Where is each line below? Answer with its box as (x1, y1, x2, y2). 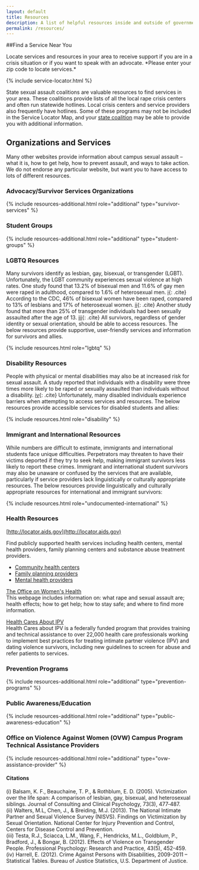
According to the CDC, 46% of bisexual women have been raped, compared (6, 295, 192, 302)
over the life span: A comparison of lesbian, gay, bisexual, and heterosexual (6, 794, 191, 801)
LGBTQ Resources (6, 256, 59, 264)
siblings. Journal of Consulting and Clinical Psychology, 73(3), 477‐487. (6, 800, 181, 808)
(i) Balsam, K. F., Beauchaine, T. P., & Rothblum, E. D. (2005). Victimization (6, 787, 188, 795)
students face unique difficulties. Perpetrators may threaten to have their (6, 450, 184, 457)
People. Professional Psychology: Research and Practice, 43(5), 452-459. (6, 844, 187, 852)
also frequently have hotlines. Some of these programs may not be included (6, 107, 191, 115)
